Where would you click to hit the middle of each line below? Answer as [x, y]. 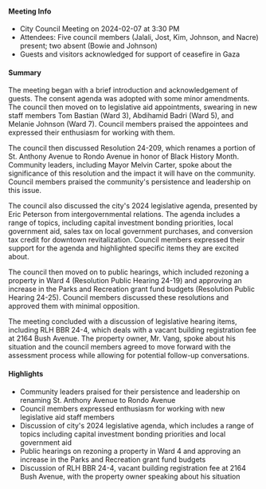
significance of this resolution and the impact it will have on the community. [132, 174]
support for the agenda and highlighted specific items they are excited [123, 248]
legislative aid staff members [67, 417]
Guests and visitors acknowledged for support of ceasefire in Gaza [130, 54]
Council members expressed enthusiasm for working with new [122, 408]
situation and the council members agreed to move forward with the [119, 347]
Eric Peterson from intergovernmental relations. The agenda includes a [124, 215]
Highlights [26, 374]
